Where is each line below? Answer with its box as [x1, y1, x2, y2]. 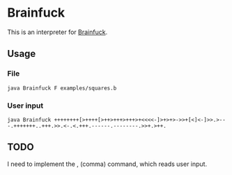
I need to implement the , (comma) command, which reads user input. [7, 160, 208, 168]
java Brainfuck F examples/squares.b [7, 85, 117, 92]
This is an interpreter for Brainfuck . [7, 28, 108, 36]
